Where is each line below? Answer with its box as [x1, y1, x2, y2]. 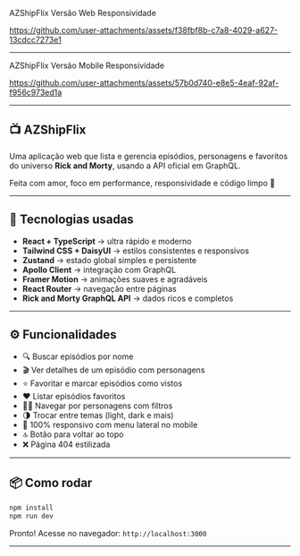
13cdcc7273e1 [9, 35, 62, 45]
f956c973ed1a [9, 87, 62, 98]
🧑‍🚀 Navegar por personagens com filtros [21, 400, 173, 411]
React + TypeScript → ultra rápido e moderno [21, 235, 192, 246]
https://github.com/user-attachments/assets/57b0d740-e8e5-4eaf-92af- [9, 78, 279, 88]
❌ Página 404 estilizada [21, 439, 111, 450]
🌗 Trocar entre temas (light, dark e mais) [21, 410, 174, 421]
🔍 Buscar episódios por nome [21, 351, 134, 362]
